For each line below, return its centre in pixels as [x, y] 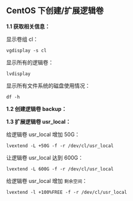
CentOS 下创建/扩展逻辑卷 [55, 11]
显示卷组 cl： [22, 39]
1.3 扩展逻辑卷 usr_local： [39, 121]
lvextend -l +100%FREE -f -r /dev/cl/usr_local [67, 192]
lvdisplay [19, 74]
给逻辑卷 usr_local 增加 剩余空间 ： [47, 181]
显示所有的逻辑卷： [30, 62]
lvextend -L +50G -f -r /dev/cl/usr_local [60, 146]
